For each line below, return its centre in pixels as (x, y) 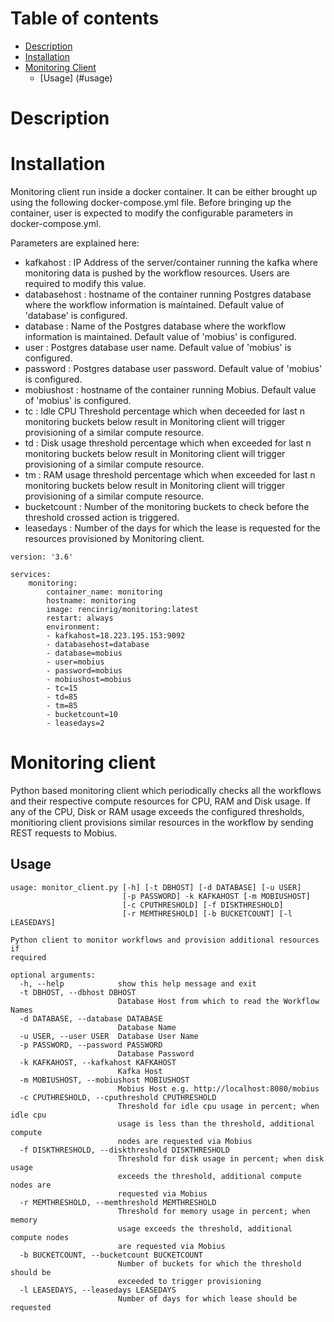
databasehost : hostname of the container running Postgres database (168, 294)
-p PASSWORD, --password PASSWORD (91, 1045)
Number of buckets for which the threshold (209, 1263)
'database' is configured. (76, 316)
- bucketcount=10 (82, 715)
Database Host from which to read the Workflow (218, 1001)
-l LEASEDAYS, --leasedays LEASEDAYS (98, 1290)
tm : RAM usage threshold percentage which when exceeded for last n (170, 475)
